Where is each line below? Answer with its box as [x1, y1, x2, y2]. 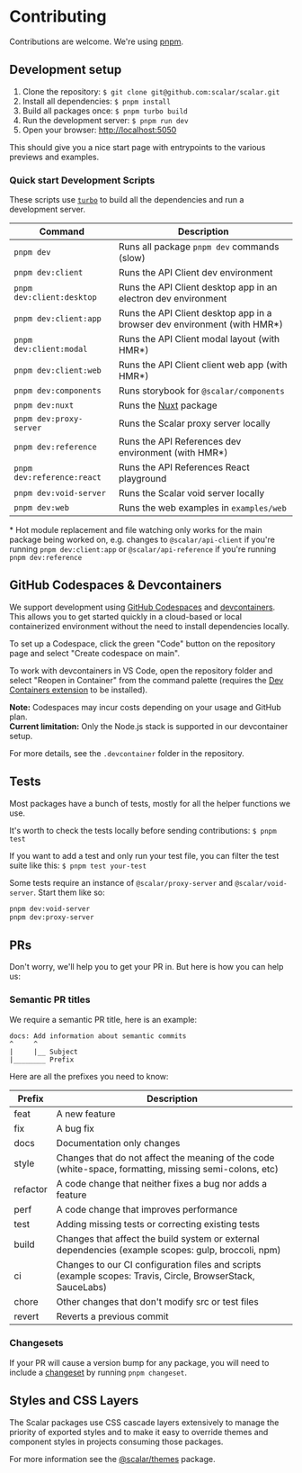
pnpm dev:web [13, 502, 70, 513]
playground [118, 473, 167, 485]
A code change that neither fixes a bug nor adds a [56, 1177, 268, 1189]
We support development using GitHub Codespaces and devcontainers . [9, 601, 276, 612]
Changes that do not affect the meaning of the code [56, 1151, 275, 1163]
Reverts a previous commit [56, 1310, 169, 1323]
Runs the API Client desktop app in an [118, 281, 278, 294]
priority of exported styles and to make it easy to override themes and [9, 1426, 269, 1437]
